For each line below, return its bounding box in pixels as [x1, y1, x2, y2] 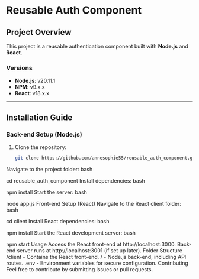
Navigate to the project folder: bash [6, 166, 93, 173]
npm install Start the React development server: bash [6, 229, 136, 236]
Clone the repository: [14, 143, 67, 151]
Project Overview [6, 27, 72, 37]
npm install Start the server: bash [6, 189, 88, 196]
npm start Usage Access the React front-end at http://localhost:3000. [6, 241, 176, 248]
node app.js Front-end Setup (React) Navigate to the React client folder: [6, 200, 182, 207]
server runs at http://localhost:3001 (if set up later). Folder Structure [17, 246, 182, 254]
